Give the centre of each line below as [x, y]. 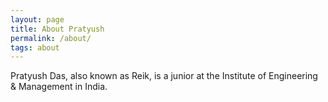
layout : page [37, 19]
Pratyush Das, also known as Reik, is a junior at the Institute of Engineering [164, 76]
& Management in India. [59, 87]
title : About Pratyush [57, 29]
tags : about [35, 47]
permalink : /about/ [51, 38]
